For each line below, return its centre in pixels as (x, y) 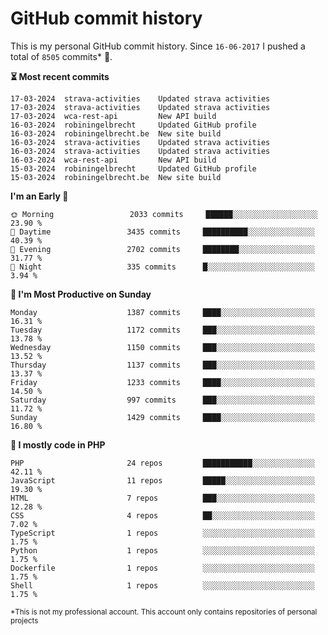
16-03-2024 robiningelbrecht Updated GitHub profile (133, 125)
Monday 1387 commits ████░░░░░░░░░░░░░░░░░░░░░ (162, 312)
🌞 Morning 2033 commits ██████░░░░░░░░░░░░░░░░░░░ (164, 214)
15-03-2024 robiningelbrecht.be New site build (116, 177)
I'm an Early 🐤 (39, 196)
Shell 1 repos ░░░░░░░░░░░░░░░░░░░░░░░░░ (162, 585)
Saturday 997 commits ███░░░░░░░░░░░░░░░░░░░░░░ (162, 400)
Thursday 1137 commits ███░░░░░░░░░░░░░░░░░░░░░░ (162, 365)
